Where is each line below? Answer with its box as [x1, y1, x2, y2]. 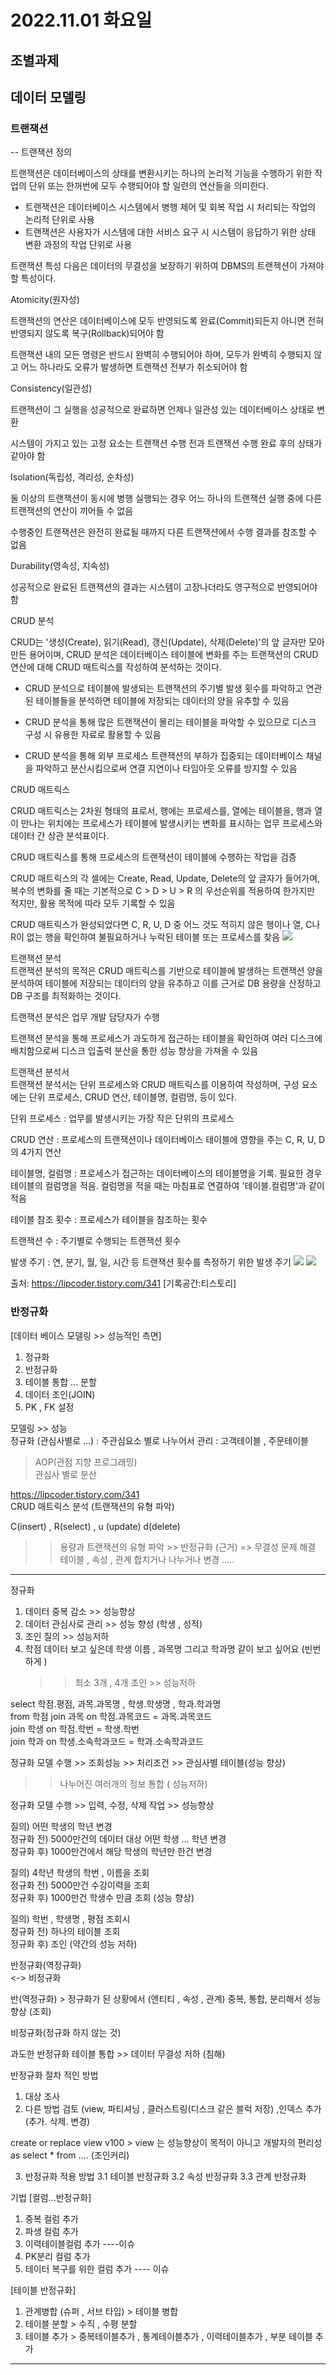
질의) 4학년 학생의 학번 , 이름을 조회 [10, 1866, 150, 1878]
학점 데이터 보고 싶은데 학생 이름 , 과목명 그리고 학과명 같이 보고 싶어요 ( [24, 1642, 305, 1655]
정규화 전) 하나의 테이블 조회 [10, 1925, 121, 1937]
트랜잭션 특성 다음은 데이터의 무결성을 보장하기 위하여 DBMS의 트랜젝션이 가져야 [10, 260, 325, 272]
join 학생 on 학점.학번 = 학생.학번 [10, 1722, 140, 1735]
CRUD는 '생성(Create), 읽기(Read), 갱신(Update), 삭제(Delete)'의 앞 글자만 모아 [10, 636, 325, 648]
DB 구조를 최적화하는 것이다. [10, 990, 122, 1002]
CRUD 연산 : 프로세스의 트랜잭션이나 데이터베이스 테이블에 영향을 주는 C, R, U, [10, 1134, 317, 1146]
